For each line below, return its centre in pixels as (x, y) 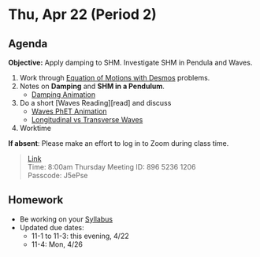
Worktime (35, 128)
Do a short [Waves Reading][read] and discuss (95, 103)
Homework (36, 200)
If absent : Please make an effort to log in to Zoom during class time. (119, 143)
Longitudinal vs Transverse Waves (87, 119)
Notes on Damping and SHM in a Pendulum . (92, 86)
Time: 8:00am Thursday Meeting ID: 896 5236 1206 (111, 167)
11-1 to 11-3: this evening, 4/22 (80, 236)
